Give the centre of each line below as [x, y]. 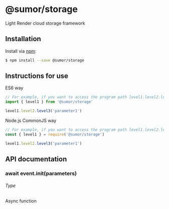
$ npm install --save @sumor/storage [45, 60]
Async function [21, 201]
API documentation [36, 159]
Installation [23, 39]
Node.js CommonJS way [31, 121]
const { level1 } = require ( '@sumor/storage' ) [55, 134]
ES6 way [14, 88]
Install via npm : [21, 51]
